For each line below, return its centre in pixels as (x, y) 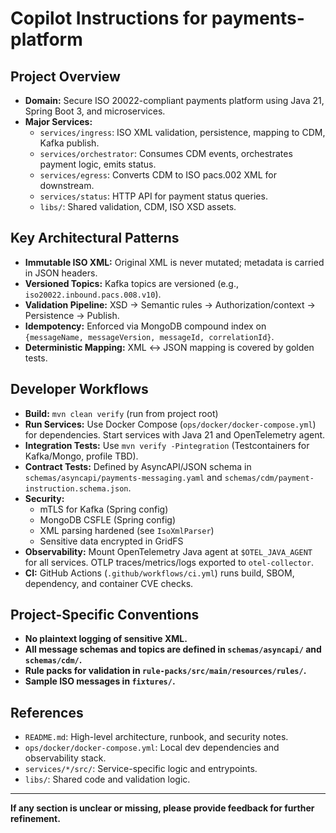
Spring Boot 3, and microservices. (95, 111)
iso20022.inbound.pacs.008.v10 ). (93, 294)
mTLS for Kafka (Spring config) (104, 509)
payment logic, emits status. (98, 164)
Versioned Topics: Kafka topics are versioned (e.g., (131, 283)
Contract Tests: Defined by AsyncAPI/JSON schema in (138, 466)
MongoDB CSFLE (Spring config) (108, 519)
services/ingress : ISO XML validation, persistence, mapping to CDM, (182, 132)
